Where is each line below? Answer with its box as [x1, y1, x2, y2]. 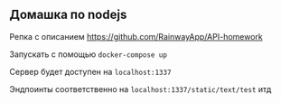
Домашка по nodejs [9, 7, 127, 23]
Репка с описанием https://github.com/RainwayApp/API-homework [9, 31, 264, 42]
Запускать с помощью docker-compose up [9, 49, 167, 60]
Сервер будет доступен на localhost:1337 [9, 66, 172, 77]
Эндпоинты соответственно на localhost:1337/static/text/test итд [9, 83, 272, 94]
